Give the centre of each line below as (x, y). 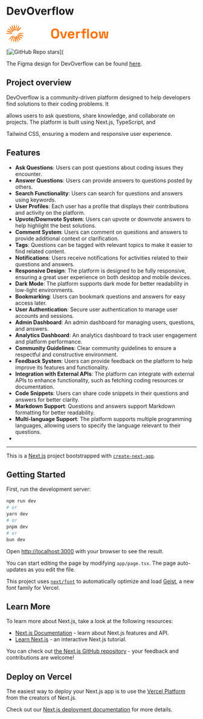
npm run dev (21, 501)
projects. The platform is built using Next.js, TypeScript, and (81, 122)
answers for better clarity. (47, 399)
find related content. (40, 251)
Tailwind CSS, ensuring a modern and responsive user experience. (89, 133)
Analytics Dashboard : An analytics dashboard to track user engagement (106, 335)
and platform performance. (49, 342)
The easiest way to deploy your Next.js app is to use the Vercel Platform (96, 691)
